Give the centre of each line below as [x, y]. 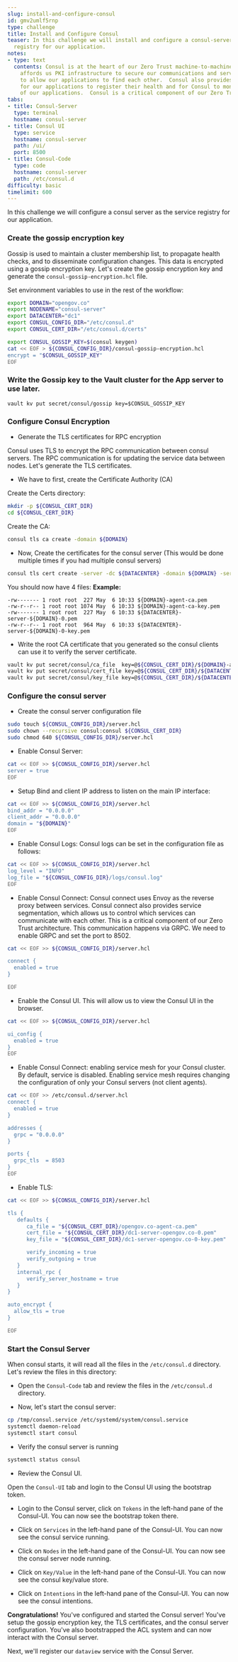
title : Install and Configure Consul [63, 34]
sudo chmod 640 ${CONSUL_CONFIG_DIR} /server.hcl [80, 738]
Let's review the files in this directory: [62, 1372]
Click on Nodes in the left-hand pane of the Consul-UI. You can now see [121, 1551]
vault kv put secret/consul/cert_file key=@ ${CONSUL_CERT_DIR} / [104, 671]
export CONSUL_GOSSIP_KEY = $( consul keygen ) [73, 342]
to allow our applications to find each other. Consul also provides [126, 80]
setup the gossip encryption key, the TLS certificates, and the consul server [118, 1622]
